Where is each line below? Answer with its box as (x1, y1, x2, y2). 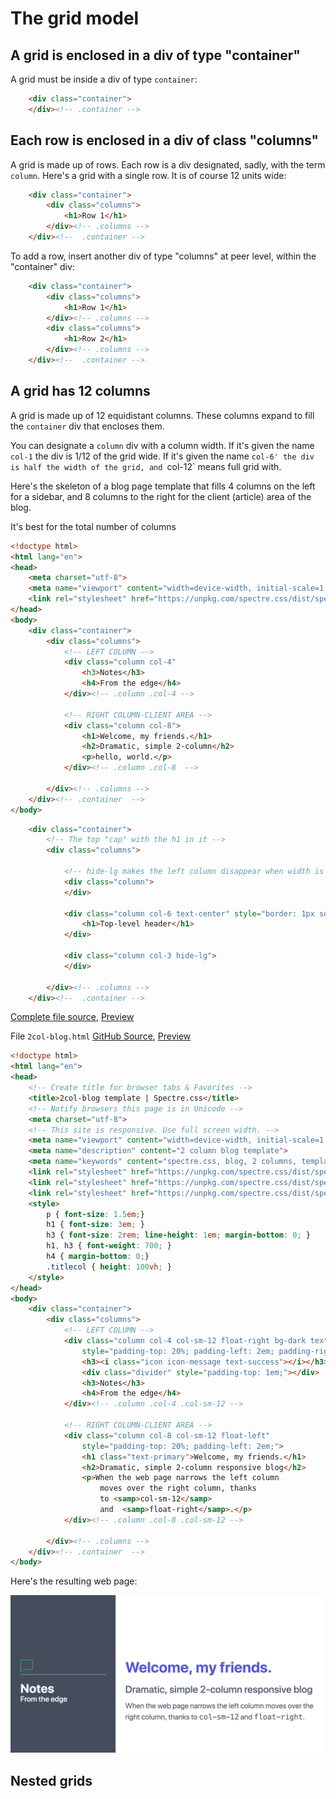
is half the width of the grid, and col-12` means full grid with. (10, 460, 282, 472)
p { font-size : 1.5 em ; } (46, 1209, 145, 1219)
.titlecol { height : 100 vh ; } (46, 1262, 172, 1272)
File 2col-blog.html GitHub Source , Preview (10, 1030, 192, 1042)
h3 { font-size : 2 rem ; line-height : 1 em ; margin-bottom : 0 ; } (46, 1230, 311, 1241)
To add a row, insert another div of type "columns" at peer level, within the (10, 250, 317, 262)
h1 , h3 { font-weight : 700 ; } (46, 1241, 172, 1251)
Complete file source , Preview (10, 1011, 135, 1023)
